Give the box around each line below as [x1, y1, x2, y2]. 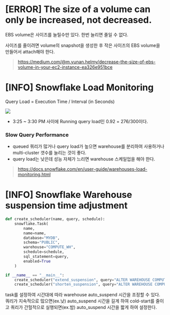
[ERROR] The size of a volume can [5, 4, 151, 15]
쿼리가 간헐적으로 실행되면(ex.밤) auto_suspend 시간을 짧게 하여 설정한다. [10, 304, 157, 310]
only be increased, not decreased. [5, 14, 152, 26]
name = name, [23, 231, 47, 236]
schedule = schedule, [23, 249, 65, 254]
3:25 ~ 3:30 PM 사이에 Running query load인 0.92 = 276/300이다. [12, 118, 148, 124]
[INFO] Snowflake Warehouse [5, 189, 133, 200]
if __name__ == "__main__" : [5, 273, 65, 278]
